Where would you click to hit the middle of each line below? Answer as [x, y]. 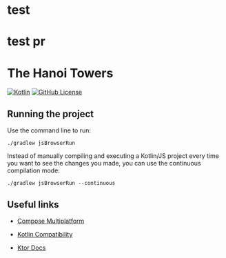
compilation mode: [33, 170]
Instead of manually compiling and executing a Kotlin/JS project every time [113, 156]
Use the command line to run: [49, 130]
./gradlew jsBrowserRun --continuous [61, 183]
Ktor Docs [31, 248]
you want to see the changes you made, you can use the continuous [104, 163]
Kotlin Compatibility [45, 234]
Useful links [33, 205]
